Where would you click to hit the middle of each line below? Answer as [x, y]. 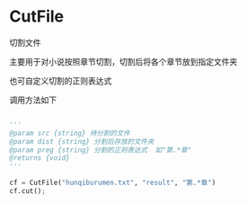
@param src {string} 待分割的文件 [70, 133]
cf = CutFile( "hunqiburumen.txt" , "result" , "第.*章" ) [113, 183]
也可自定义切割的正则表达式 [61, 80]
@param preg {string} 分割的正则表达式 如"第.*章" [101, 150]
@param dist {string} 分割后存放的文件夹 [82, 141]
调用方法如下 [33, 100]
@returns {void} [40, 158]
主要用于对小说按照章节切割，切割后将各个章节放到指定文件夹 [123, 61]
